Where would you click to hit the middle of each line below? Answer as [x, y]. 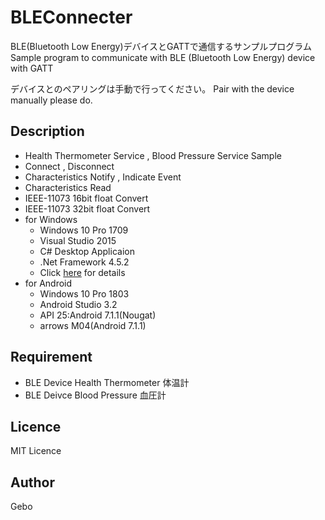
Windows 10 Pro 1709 [84, 230]
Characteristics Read [68, 187]
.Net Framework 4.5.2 [84, 262]
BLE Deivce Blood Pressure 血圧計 [95, 395]
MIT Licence [36, 451]
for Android [48, 283]
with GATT [32, 68]
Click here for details [82, 272]
